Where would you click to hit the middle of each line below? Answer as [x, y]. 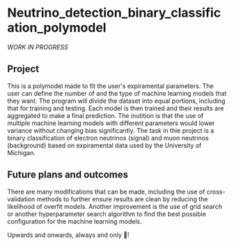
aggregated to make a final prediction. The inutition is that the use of [106, 115]
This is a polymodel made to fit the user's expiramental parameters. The [110, 86]
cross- [216, 191]
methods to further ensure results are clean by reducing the [122, 199]
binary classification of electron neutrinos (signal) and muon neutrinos [108, 138]
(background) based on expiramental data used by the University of [104, 145]
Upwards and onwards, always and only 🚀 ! [68, 235]
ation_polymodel [57, 28]
